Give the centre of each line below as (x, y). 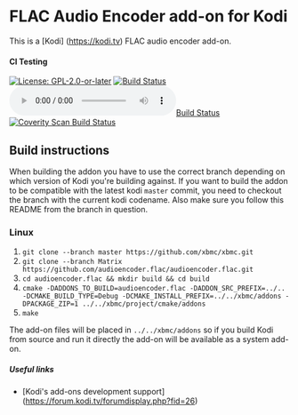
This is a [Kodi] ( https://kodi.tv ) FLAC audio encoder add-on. (120, 41)
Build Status (198, 113)
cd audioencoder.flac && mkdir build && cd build (116, 279)
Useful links (32, 369)
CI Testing (28, 61)
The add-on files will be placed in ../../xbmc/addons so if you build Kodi (141, 330)
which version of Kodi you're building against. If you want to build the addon (149, 180)
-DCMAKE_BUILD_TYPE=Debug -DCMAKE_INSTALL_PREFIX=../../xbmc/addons (152, 296)
